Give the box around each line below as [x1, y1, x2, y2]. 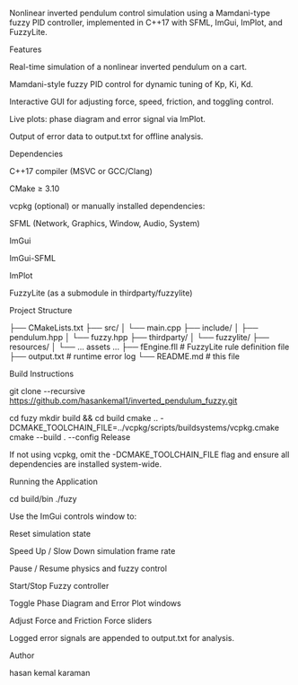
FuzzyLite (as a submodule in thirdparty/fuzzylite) [9, 287, 193, 298]
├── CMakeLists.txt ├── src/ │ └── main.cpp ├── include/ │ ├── [9, 322, 259, 333]
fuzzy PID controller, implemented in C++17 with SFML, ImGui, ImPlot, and [9, 17, 283, 28]
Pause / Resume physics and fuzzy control [9, 563, 168, 574]
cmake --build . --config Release [9, 432, 131, 443]
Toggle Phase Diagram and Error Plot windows [9, 598, 181, 609]
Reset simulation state [9, 529, 92, 539]
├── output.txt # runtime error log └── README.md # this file [9, 351, 241, 362]
